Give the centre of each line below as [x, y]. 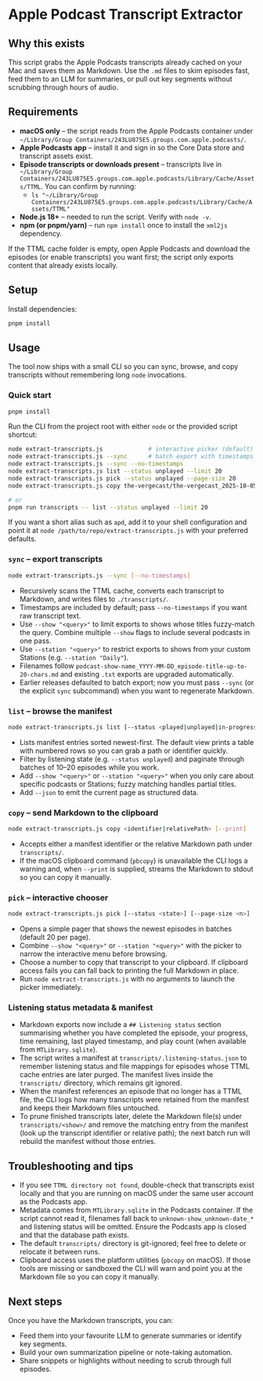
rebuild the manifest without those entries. [88, 1142]
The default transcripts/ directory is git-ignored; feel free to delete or [133, 1244]
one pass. [35, 641]
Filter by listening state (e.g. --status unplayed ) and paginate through [132, 758]
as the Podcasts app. [53, 1202]
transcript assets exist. [56, 155]
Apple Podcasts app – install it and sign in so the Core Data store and [131, 148]
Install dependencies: [43, 309]
